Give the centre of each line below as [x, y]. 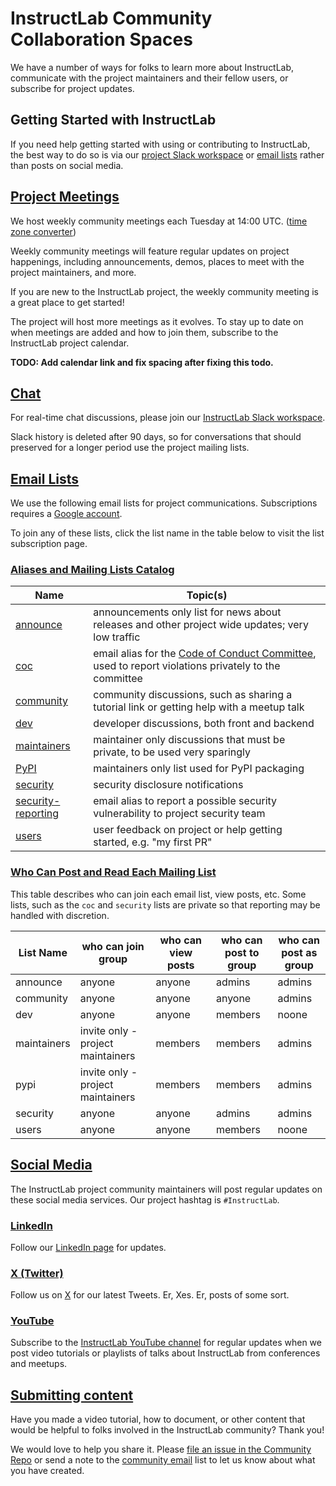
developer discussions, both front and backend [204, 724]
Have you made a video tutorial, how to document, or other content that [158, 1419]
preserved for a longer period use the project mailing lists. [130, 448]
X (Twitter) [37, 1273]
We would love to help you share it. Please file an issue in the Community [161, 1449]
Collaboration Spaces [101, 39]
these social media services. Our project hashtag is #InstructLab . [145, 1199]
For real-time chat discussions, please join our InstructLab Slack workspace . [168, 418]
